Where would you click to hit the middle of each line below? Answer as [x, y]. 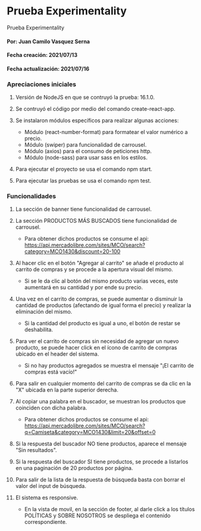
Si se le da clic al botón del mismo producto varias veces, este [101, 281]
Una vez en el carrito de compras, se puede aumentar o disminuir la [99, 299]
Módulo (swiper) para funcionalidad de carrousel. [86, 145]
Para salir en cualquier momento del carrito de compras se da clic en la [103, 384]
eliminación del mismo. [44, 312]
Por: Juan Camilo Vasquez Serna [48, 41]
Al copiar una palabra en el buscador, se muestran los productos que [100, 402]
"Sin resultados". [36, 450]
